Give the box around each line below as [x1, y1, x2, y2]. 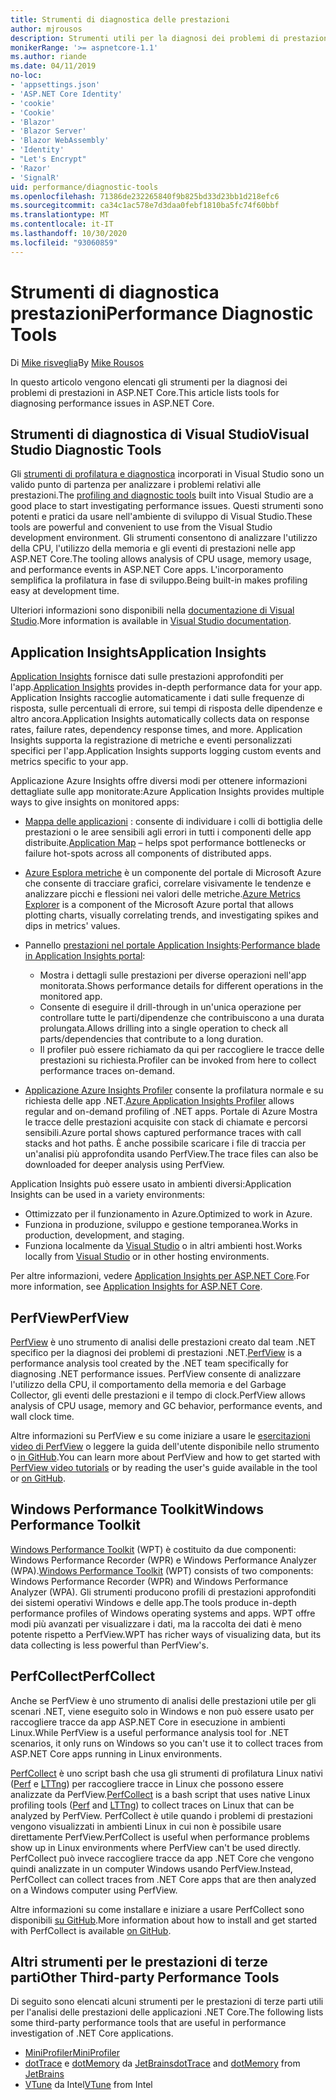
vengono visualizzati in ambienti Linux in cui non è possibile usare [10, 1820, 282, 1832]
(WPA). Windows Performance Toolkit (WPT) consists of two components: [10, 1564, 314, 1576]
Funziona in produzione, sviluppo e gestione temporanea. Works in [24, 1219, 298, 1231]
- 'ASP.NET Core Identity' [10, 89, 123, 99]
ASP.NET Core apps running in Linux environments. [10, 1747, 223, 1760]
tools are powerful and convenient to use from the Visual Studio [10, 521, 273, 533]
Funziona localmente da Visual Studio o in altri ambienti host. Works [24, 1240, 303, 1252]
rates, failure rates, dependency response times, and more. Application [10, 724, 303, 736]
